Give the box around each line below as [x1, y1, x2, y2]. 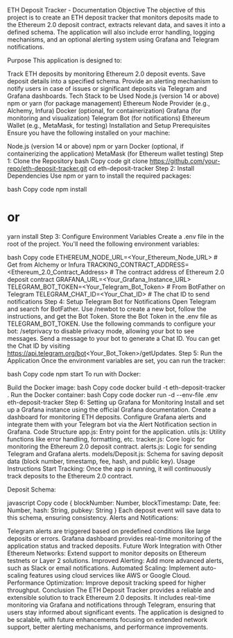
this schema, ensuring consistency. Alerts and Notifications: [7, 513, 179, 521]
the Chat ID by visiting [7, 342, 71, 350]
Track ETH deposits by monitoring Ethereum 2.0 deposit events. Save [7, 69, 206, 78]
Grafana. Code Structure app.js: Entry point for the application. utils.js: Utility [7, 427, 226, 436]
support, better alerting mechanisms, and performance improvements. [7, 623, 209, 631]
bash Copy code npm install [7, 185, 87, 193]
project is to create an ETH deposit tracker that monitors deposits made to [7, 13, 219, 22]
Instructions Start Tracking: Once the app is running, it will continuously [7, 464, 212, 473]
